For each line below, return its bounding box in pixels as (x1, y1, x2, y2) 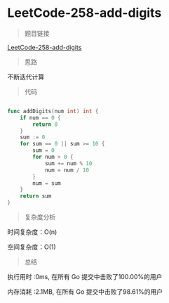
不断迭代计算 (7, 72, 44, 81)
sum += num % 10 (44, 160, 93, 167)
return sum (20, 193, 52, 200)
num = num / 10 (44, 167, 90, 174)
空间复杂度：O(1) (7, 243, 56, 251)
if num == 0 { (20, 114, 61, 121)
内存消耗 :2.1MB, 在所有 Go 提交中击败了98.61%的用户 (7, 288, 163, 296)
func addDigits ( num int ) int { (7, 108, 99, 115)
